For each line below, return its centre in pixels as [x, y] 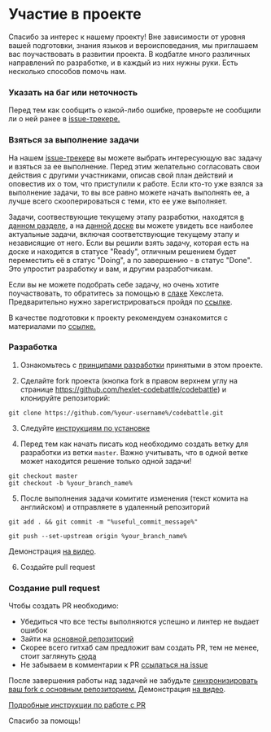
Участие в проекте [75, 14]
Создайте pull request [58, 567]
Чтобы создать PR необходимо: [64, 606]
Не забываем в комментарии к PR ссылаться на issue [114, 665]
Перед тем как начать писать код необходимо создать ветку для [134, 444]
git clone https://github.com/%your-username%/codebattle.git [116, 413]
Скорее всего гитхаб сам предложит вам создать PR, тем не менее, [140, 647]
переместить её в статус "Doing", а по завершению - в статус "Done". [130, 260]
